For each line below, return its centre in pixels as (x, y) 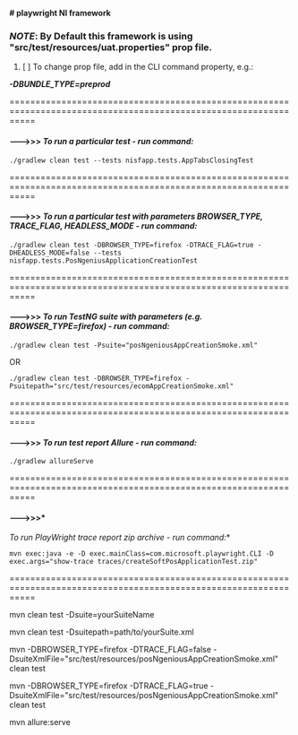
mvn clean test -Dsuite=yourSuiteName (82, 615)
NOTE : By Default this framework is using (101, 36)
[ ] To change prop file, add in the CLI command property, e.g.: (137, 67)
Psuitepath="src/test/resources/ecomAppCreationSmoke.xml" (122, 386)
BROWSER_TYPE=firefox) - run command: (89, 326)
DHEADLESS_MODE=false (50, 253)
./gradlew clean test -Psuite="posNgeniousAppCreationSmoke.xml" (133, 345)
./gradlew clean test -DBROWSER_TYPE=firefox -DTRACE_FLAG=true (132, 245)
